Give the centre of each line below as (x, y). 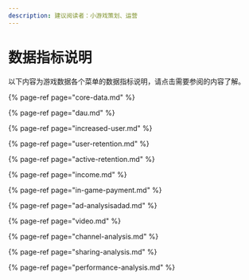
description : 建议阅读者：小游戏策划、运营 (73, 16)
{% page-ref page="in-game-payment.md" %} (85, 190)
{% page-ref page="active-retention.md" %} (82, 159)
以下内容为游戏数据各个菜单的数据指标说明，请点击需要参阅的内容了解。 (126, 81)
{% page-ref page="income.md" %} (68, 174)
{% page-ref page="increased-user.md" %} (80, 128)
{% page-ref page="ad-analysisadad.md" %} (83, 205)
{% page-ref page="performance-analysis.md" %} (92, 267)
